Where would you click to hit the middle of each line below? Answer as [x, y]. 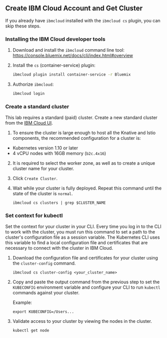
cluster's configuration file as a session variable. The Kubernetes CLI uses [83, 237]
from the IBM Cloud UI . [29, 123]
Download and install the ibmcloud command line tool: [69, 50]
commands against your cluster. [46, 293]
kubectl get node [31, 331]
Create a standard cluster [37, 106]
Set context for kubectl [34, 216]
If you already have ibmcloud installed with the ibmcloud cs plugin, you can [83, 20]
